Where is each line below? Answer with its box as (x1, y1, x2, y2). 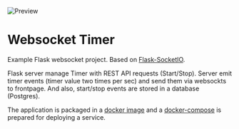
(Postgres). (7, 91, 41, 100)
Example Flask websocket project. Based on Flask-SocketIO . (7, 55, 185, 63)
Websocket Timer (7, 32, 116, 48)
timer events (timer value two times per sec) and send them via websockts (7, 76, 227, 85)
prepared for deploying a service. (7, 113, 106, 121)
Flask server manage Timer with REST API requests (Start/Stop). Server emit (7, 68, 233, 78)
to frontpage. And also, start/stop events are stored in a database (7, 84, 200, 93)
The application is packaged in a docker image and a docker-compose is (7, 105, 222, 114)
